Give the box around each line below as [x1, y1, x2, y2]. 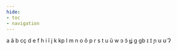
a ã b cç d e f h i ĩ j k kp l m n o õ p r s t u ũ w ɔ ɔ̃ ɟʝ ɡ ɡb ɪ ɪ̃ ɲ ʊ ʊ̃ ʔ [6, 37, 171, 45]
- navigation [6, 20, 40, 26]
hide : [6, 9, 20, 15]
